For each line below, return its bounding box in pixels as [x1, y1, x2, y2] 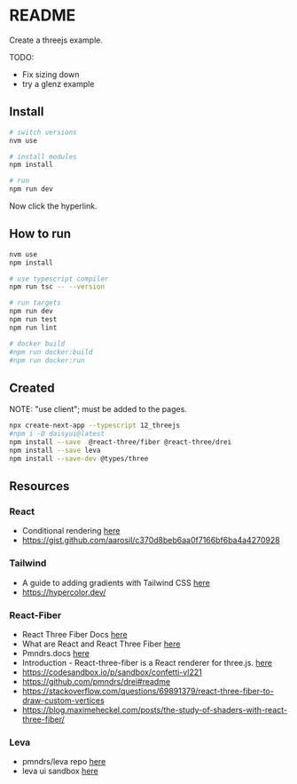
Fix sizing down [21, 68, 80, 80]
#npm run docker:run [9, 356, 86, 365]
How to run [9, 226, 72, 242]
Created [9, 380, 55, 395]
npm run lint [9, 323, 58, 332]
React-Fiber [9, 609, 62, 622]
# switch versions [9, 128, 77, 137]
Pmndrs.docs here [21, 647, 90, 658]
